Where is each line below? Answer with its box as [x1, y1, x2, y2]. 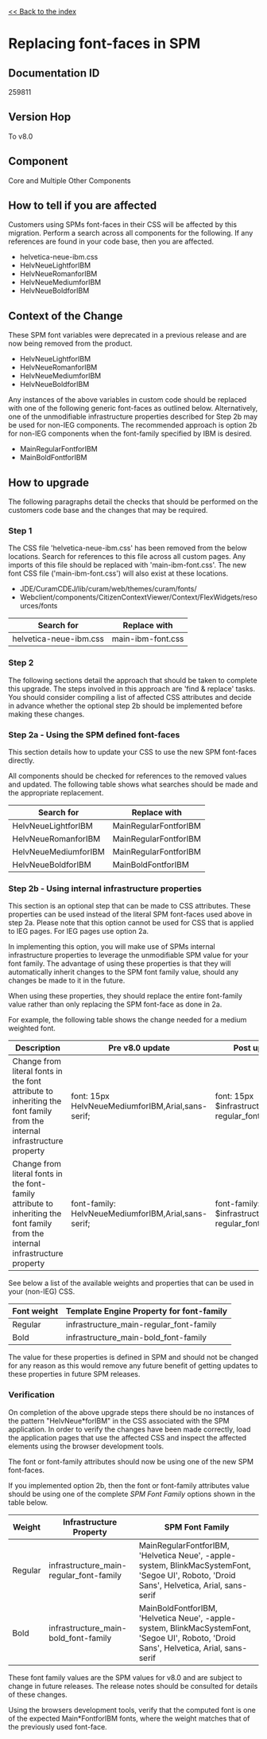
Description [14, 1042, 61, 1053]
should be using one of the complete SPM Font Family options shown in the [8, 1489, 256, 1499]
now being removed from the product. [8, 338, 133, 349]
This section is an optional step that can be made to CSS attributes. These [8, 901, 251, 911]
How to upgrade [8, 475, 90, 489]
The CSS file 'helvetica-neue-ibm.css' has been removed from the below [8, 543, 248, 553]
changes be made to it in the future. [8, 975, 126, 986]
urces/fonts [19, 601, 58, 611]
